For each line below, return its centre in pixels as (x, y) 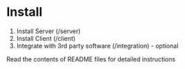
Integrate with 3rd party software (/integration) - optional (97, 46)
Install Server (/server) (48, 31)
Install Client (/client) (46, 38)
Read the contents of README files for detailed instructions (91, 59)
